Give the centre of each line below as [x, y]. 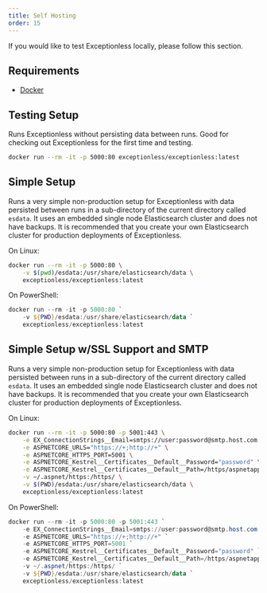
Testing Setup [44, 115]
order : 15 [25, 23]
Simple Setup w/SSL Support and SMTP [108, 350]
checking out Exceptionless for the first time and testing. [101, 143]
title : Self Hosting [43, 16]
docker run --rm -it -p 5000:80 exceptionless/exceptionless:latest [124, 157]
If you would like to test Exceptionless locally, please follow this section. [126, 45]
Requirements [44, 71]
